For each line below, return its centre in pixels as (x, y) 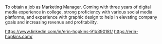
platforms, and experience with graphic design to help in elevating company (81, 17)
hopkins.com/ (19, 36)
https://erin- (126, 31)
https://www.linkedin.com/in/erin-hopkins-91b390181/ (59, 31)
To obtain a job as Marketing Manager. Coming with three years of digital (78, 7)
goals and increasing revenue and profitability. (52, 22)
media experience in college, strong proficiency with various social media (79, 12)
